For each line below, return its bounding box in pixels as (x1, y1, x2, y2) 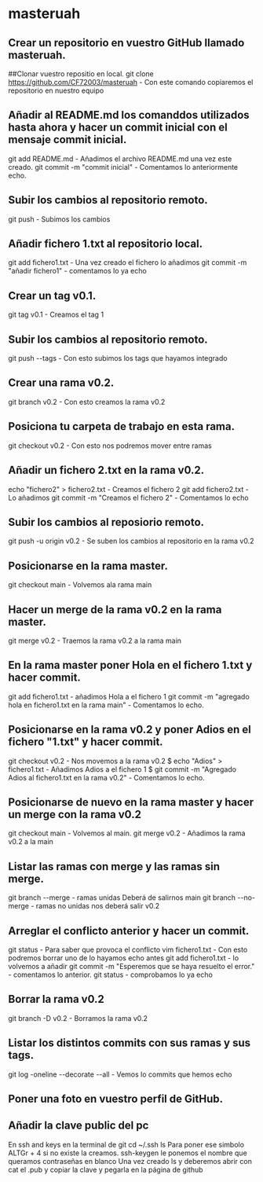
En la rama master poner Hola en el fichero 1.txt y (8, 659, 253, 672)
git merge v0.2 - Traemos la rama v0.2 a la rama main (8, 636, 182, 645)
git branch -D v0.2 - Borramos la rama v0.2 (8, 1013, 148, 1022)
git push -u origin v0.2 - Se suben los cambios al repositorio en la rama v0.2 (8, 536, 254, 546)
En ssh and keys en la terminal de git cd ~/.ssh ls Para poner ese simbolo (8, 1140, 245, 1149)
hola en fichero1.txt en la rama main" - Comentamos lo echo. (8, 700, 204, 710)
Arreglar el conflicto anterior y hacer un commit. (8, 924, 250, 938)
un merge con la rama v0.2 (8, 807, 141, 821)
